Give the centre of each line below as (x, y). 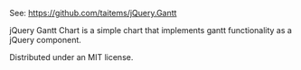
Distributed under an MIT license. (71, 57)
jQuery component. (45, 40)
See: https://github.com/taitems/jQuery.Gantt (93, 13)
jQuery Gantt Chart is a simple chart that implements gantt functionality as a (150, 30)
